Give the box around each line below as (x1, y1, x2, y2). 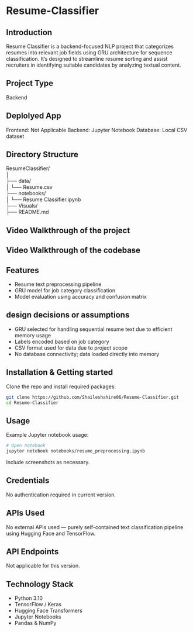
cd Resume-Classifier (6, 399, 59, 406)
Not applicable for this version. (6, 562, 80, 569)
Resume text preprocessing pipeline (14, 281, 102, 288)
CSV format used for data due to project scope (14, 344, 127, 351)
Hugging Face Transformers (14, 607, 83, 614)
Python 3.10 (14, 595, 43, 602)
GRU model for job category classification (14, 287, 116, 294)
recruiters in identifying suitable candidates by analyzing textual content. (6, 61, 181, 68)
